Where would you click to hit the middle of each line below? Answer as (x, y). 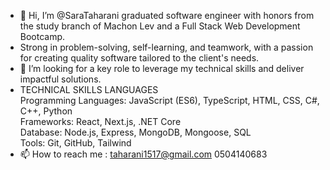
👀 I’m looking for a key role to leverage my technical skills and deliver (162, 68)
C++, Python (46, 111)
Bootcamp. (42, 36)
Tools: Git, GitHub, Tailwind (75, 143)
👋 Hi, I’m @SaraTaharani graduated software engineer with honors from (167, 15)
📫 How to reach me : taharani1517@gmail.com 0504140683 (143, 154)
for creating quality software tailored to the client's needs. (139, 58)
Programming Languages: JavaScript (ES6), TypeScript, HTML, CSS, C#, (169, 100)
